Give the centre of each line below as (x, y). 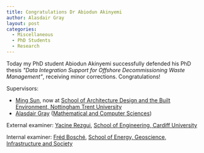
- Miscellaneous (33, 35)
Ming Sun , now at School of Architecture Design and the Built (93, 100)
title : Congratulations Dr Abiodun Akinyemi (64, 12)
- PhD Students (31, 40)
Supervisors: (22, 88)
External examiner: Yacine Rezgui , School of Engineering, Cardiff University (102, 125)
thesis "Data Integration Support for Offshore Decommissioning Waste (96, 70)
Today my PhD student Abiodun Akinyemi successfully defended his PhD (99, 63)
